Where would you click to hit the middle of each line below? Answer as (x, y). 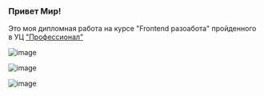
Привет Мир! (35, 11)
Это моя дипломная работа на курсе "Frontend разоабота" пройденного (132, 29)
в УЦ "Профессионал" (46, 37)
